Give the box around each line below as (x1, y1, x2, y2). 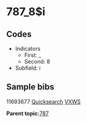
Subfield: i (15, 64, 41, 71)
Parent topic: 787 (6, 110, 49, 117)
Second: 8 (24, 58, 50, 65)
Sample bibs (6, 82, 55, 92)
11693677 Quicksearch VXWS (6, 98, 81, 105)
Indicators (15, 45, 41, 52)
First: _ (24, 52, 41, 59)
